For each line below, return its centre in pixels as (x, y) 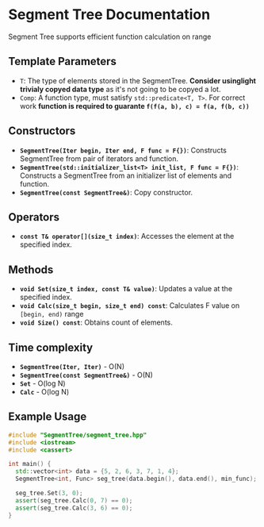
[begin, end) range (52, 314)
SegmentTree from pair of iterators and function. (99, 158)
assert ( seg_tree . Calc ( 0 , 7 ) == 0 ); (74, 500)
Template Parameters (63, 62)
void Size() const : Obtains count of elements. (96, 322)
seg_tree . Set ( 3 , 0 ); (49, 494)
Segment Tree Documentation (109, 15)
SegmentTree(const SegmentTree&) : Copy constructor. (106, 192)
